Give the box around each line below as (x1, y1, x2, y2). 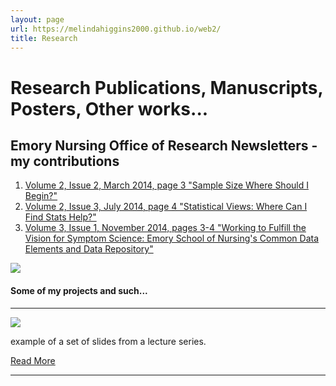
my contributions (10, 152, 120, 170)
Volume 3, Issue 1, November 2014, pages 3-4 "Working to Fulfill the (24, 222, 307, 234)
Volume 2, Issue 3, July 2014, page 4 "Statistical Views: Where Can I (24, 201, 308, 213)
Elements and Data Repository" (24, 243, 154, 255)
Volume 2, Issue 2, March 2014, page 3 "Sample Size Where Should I (24, 179, 309, 191)
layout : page (10, 14, 65, 25)
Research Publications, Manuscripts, (10, 76, 323, 99)
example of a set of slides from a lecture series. (10, 335, 207, 347)
